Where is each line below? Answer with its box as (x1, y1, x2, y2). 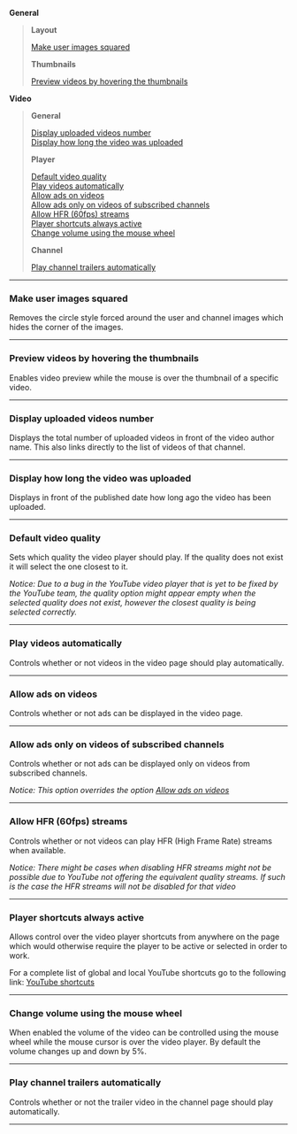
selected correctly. (9, 606, 78, 618)
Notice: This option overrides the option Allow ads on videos (9, 785, 230, 796)
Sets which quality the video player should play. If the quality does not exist (9, 552, 284, 563)
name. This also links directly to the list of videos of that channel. (9, 442, 246, 452)
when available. (9, 845, 66, 855)
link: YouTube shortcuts (9, 976, 95, 987)
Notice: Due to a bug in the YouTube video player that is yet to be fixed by (9, 579, 278, 590)
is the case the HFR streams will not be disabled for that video (9, 881, 236, 891)
